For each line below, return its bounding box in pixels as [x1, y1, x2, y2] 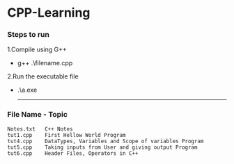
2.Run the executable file [7, 72, 79, 81]
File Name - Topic [7, 110, 68, 120]
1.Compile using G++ [7, 45, 68, 54]
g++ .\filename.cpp [17, 59, 73, 67]
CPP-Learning [7, 5, 91, 21]
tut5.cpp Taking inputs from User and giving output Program [7, 144, 198, 151]
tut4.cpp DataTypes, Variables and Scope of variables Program [7, 138, 204, 145]
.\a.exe [17, 85, 38, 95]
